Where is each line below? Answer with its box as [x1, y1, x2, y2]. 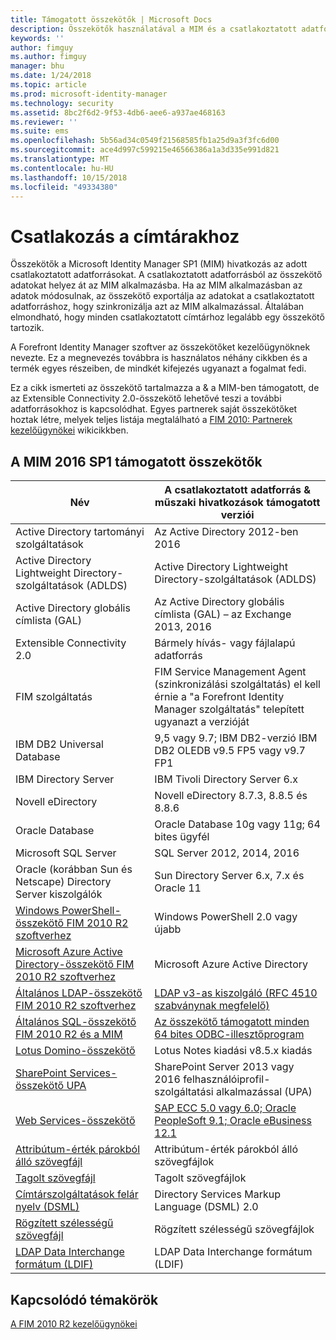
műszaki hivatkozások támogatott [154, 496, 321, 510]
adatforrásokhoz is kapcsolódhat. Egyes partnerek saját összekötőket [10, 403, 298, 415]
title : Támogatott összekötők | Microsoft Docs [10, 14, 213, 25]
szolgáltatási [154, 1085, 214, 1099]
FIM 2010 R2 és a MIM [15, 1027, 123, 1041]
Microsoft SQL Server [15, 846, 117, 860]
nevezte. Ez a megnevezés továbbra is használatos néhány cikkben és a [10, 352, 308, 364]
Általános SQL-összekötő [15, 1015, 137, 1029]
